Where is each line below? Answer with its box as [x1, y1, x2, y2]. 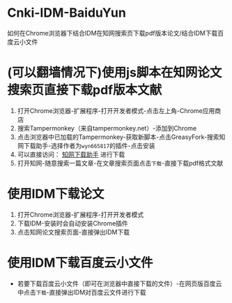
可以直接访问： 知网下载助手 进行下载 [17, 150, 125, 158]
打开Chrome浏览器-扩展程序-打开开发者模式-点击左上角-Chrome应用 [17, 106, 215, 114]
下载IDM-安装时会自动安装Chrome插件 [17, 219, 129, 228]
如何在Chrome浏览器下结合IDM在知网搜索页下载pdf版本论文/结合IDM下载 [7, 29, 218, 37]
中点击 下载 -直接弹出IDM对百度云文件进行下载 [17, 288, 146, 296]
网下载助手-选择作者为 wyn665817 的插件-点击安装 [17, 141, 155, 149]
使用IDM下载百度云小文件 [7, 255, 153, 270]
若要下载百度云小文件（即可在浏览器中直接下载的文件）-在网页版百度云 [17, 279, 222, 288]
